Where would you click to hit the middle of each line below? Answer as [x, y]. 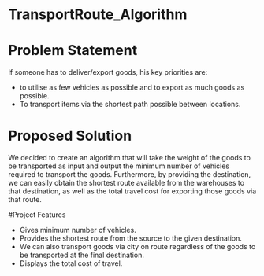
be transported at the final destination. [82, 255]
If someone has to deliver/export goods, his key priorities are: [108, 72]
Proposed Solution [70, 136]
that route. [25, 200]
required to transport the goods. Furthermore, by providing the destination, [130, 175]
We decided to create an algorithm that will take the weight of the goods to [129, 158]
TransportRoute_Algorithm [98, 15]
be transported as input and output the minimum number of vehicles [119, 166]
